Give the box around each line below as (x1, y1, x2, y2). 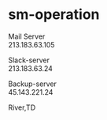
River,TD (8, 103, 36, 112)
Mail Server (8, 32, 46, 41)
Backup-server (8, 79, 57, 88)
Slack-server (8, 55, 50, 65)
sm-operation (8, 6, 100, 24)
